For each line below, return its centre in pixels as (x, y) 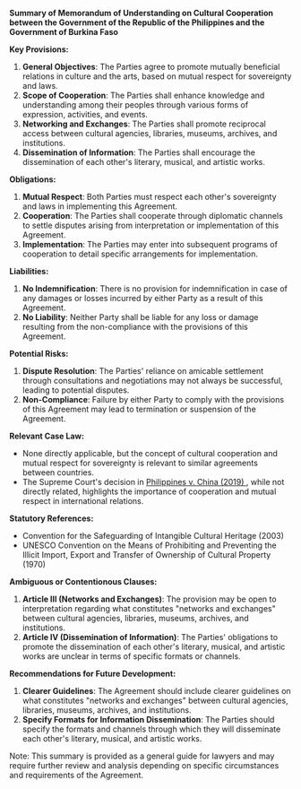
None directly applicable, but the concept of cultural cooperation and (150, 453)
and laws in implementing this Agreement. (99, 206)
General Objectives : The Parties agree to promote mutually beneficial (151, 67)
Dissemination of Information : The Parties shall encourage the (138, 152)
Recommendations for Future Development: (93, 673)
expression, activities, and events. (85, 114)
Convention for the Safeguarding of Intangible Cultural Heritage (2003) (153, 536)
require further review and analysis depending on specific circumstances (144, 765)
